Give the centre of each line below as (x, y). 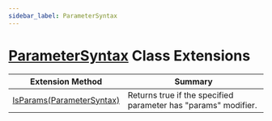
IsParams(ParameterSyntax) (66, 100)
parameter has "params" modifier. (192, 105)
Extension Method (66, 81)
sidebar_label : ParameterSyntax (63, 16)
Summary (193, 81)
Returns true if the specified (181, 95)
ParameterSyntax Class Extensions (130, 55)
